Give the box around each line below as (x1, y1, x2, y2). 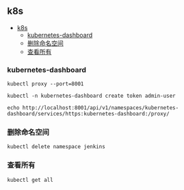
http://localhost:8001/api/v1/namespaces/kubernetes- (22, 105, 179, 111)
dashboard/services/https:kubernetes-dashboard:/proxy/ (7, 111, 170, 118)
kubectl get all (7, 176, 53, 183)
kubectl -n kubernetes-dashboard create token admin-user (7, 92, 176, 100)
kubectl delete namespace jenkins (7, 144, 106, 150)
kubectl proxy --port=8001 (7, 81, 84, 87)
